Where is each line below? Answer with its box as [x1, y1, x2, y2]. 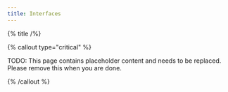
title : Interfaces [7, 10, 61, 17]
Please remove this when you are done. [7, 63, 122, 72]
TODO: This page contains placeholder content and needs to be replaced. [7, 56, 222, 65]
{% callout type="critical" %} [7, 43, 91, 51]
